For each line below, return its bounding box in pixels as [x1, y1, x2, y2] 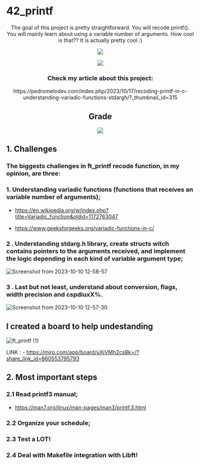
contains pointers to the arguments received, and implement [6, 247, 186, 255]
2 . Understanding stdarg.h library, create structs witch [6, 239, 170, 247]
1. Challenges [6, 144, 57, 154]
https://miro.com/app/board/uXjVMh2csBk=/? [26, 348, 139, 356]
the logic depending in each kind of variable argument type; [6, 254, 183, 262]
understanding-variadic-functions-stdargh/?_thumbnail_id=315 [23, 94, 178, 101]
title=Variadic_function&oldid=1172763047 [14, 213, 118, 220]
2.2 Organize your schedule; [6, 418, 91, 427]
